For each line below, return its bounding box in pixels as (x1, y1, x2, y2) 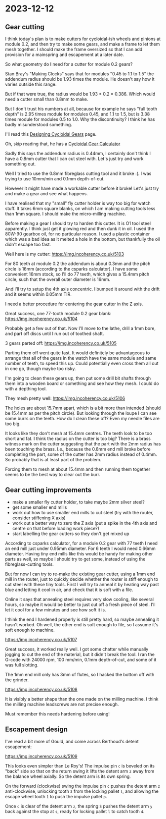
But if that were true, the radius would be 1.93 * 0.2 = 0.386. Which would (5, 91, 156, 97)
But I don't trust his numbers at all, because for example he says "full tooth (5, 106, 157, 111)
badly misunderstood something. (5, 122, 73, 127)
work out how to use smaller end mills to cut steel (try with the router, (12, 509, 154, 515)
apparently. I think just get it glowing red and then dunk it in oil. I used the (5, 226, 155, 231)
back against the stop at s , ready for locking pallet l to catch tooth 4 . (5, 808, 145, 814)
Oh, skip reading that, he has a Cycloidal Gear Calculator (5, 141, 121, 147)
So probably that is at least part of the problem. (5, 457, 101, 462)
